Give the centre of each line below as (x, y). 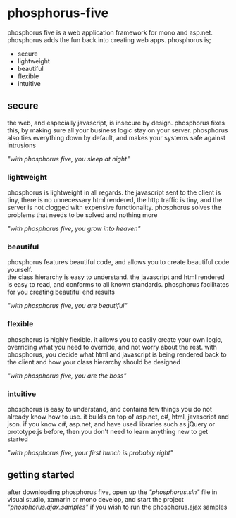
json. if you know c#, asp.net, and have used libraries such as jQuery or (111, 424)
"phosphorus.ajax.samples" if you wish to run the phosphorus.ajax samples (117, 507)
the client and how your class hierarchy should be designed (94, 362)
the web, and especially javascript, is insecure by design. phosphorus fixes (116, 123)
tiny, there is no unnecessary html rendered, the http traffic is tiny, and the (115, 200)
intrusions (22, 145)
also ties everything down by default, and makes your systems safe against (117, 137)
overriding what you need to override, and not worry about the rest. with (112, 347)
